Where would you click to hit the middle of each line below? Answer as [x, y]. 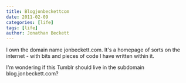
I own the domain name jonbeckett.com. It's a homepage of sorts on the [93, 50]
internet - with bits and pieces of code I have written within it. [80, 56]
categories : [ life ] [30, 22]
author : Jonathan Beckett [38, 33]
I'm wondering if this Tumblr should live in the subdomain [75, 67]
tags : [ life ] [22, 28]
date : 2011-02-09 [27, 17]
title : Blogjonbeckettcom [38, 11]
